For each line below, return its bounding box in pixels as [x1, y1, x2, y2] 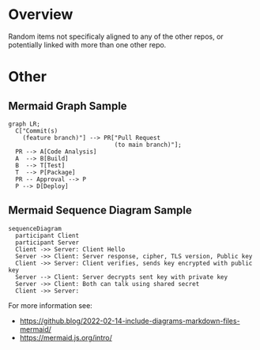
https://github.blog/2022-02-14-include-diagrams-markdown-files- [19, 316, 240, 326]
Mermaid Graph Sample [8, 99, 128, 112]
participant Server [15, 239, 80, 247]
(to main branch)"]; [114, 141, 182, 149]
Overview [8, 6, 73, 24]
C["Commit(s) [15, 126, 58, 135]
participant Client [15, 231, 80, 239]
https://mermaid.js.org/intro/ [19, 333, 112, 342]
